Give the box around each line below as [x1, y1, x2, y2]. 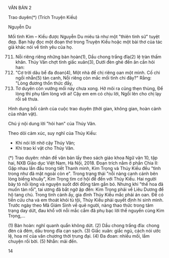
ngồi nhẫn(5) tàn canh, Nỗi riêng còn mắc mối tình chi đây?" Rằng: [15, 75, 152, 81]
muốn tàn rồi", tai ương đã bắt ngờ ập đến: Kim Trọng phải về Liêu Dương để [8, 186, 164, 192]
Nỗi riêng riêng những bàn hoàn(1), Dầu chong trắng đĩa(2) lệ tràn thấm [15, 54, 162, 60]
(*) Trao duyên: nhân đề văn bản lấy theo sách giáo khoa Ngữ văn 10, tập [8, 155, 158, 161]
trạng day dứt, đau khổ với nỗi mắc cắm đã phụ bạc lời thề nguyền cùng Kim [8, 208, 165, 213]
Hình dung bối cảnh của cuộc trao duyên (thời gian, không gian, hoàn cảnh [8, 106, 162, 111]
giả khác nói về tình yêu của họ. [8, 44, 74, 50]
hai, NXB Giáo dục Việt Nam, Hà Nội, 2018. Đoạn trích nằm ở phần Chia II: [8, 160, 159, 166]
